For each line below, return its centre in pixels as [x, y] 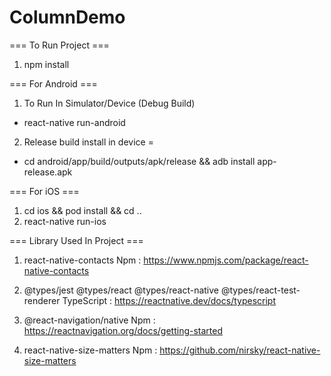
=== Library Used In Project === [76, 240]
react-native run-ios [65, 221]
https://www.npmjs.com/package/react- [226, 260]
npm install [46, 64]
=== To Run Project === [59, 45]
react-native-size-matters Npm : [90, 350]
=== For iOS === [44, 191]
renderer [42, 300]
